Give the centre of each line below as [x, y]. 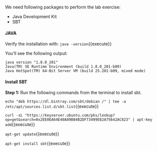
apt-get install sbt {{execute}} [38, 144]
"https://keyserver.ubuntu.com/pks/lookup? [70, 115]
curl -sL [14, 115]
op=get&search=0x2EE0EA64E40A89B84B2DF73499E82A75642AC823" [68, 120]
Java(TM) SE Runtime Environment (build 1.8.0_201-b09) [63, 67]
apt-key [144, 120]
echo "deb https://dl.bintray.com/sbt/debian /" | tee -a [65, 102]
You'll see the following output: [36, 53]
